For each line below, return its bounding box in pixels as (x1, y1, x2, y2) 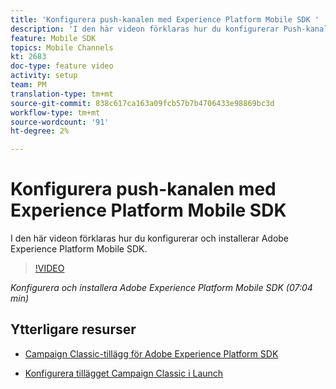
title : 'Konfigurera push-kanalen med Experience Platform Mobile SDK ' (10, 14, 320, 25)
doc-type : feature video (10, 61, 114, 71)
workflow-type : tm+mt (10, 107, 101, 118)
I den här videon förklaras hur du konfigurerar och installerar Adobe (10, 232, 290, 245)
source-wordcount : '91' (10, 117, 110, 127)
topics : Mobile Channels (10, 42, 114, 53)
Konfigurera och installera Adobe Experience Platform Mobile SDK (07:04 (10, 282, 313, 294)
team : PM (10, 80, 47, 90)
